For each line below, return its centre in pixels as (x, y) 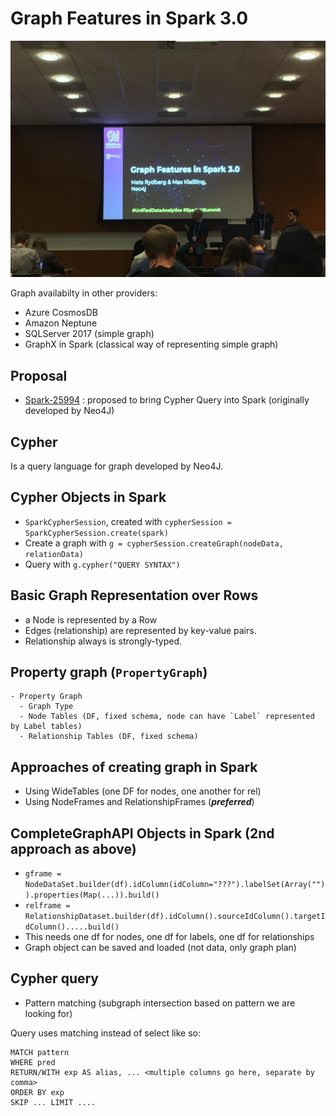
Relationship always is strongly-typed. (103, 641)
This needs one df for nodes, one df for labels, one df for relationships (169, 937)
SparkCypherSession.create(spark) (96, 533)
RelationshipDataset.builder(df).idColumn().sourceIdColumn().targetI (175, 917)
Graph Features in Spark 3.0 (129, 18)
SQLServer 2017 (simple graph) (89, 334)
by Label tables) (46, 727)
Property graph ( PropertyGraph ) (109, 672)
